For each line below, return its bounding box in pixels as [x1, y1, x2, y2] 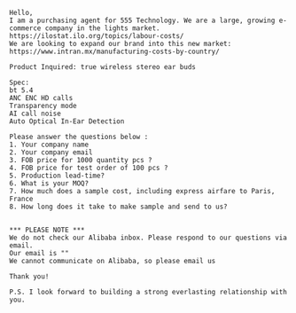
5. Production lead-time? [9, 171, 105, 180]
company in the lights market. [44, 24, 161, 33]
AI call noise [9, 109, 62, 118]
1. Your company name [9, 140, 90, 149]
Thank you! [9, 272, 50, 281]
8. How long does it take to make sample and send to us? [9, 202, 228, 211]
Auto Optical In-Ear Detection [9, 117, 125, 126]
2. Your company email [9, 148, 93, 157]
